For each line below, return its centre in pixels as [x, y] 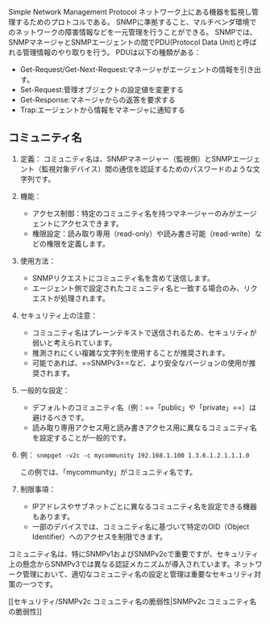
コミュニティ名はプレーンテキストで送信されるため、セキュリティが [144, 332]
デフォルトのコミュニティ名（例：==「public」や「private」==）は [144, 407]
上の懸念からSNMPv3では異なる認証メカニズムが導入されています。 [121, 563]
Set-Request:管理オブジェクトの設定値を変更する [102, 90]
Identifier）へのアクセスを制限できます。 [100, 537]
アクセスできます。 [91, 223]
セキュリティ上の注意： [59, 315]
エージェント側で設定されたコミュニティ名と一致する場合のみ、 [138, 288]
